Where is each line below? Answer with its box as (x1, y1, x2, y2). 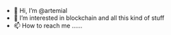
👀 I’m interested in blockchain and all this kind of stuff (13, 14, 165, 22)
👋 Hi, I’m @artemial (13, 7, 68, 14)
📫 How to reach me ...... (13, 21, 83, 30)
